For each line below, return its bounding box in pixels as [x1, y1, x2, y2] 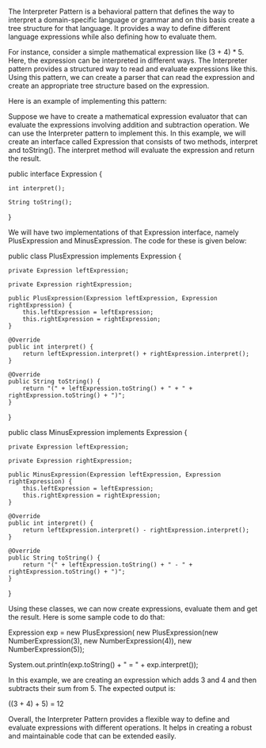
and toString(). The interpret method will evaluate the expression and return [8, 146, 255, 155]
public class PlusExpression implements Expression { [8, 251, 182, 261]
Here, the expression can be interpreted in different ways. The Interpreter [8, 55, 248, 65]
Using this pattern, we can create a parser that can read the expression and [8, 73, 255, 82]
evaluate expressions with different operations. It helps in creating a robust [8, 723, 253, 732]
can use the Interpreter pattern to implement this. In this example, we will [8, 128, 246, 138]
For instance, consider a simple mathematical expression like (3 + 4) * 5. [8, 48, 245, 56]
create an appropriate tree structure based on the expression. [8, 81, 210, 90]
